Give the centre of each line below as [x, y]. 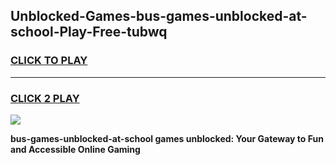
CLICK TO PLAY [49, 61]
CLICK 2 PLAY [45, 98]
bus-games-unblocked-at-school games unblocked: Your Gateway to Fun [167, 138]
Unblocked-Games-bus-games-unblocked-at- [159, 16]
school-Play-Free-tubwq [89, 32]
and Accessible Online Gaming [75, 149]
